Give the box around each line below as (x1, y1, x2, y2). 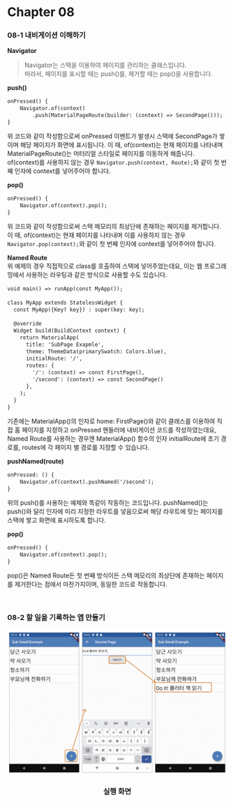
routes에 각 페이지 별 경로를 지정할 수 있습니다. (22, 444, 150, 452)
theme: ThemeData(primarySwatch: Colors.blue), (25, 348, 167, 356)
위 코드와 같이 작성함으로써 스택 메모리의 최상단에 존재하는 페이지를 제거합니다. (7, 222, 222, 231)
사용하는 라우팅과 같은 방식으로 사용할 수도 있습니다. (25, 271, 167, 279)
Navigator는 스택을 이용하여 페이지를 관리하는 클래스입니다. (24, 61, 187, 70)
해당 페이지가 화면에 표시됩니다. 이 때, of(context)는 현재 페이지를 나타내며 (20, 141, 223, 149)
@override (13, 320, 42, 328)
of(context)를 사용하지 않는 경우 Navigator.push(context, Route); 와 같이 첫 (7, 158, 220, 167)
